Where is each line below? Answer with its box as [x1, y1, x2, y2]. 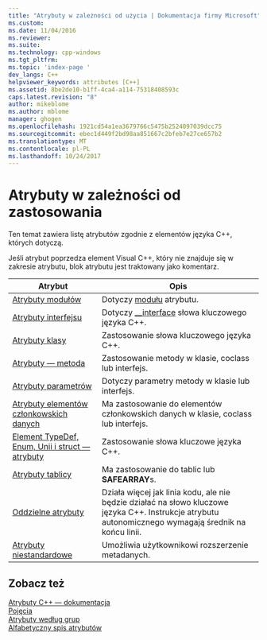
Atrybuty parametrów [12, 381, 93, 392]
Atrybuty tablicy [12, 469, 72, 480]
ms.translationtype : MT [8, 137, 87, 145]
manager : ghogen [8, 115, 62, 123]
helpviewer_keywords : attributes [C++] [8, 78, 141, 86]
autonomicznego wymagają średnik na [102, 517, 246, 528]
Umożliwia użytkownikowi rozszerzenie [102, 540, 249, 551]
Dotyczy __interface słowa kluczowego [102, 307, 247, 318]
